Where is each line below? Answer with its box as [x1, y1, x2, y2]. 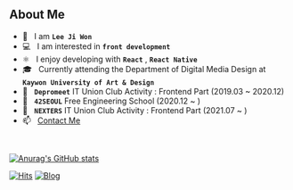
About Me [9, 7, 65, 22]
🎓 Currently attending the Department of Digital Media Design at [21, 63, 266, 74]
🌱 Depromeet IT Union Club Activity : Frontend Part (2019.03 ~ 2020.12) [21, 86, 285, 96]
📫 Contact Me [21, 115, 81, 126]
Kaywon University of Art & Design [21, 78, 155, 87]
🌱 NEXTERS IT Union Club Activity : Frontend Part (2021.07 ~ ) [21, 104, 248, 115]
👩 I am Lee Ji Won [21, 30, 93, 41]
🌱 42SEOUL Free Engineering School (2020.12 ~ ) [21, 95, 201, 106]
